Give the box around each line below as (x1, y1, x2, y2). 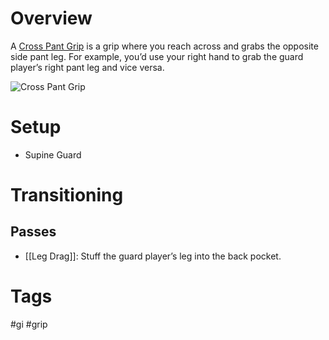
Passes (10, 223, 57, 241)
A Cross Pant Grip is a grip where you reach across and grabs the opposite (10, 40, 319, 52)
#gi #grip (10, 318, 48, 330)
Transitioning (10, 184, 124, 207)
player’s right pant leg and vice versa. (10, 61, 165, 73)
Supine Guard (24, 148, 82, 161)
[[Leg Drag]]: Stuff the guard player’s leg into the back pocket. (24, 250, 282, 262)
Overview (10, 7, 93, 30)
